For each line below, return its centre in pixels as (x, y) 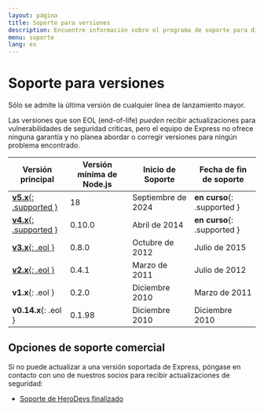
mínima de (97, 175)
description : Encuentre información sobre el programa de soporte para (128, 30)
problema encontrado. (44, 145)
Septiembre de (159, 198)
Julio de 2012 (220, 270)
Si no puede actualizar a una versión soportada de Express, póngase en (125, 366)
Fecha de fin (223, 169)
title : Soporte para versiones (59, 23)
